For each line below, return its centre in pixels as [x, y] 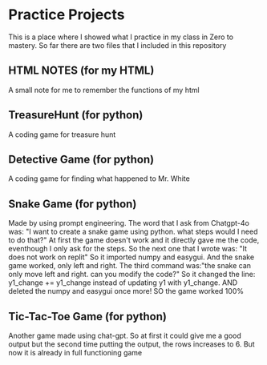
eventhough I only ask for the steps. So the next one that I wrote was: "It [127, 249]
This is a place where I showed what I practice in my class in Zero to [121, 37]
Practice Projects [67, 15]
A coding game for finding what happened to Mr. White [99, 178]
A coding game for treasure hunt [62, 134]
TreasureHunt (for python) [76, 115]
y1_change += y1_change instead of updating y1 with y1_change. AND [123, 283]
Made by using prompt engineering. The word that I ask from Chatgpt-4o [129, 223]
